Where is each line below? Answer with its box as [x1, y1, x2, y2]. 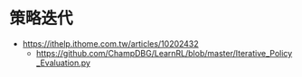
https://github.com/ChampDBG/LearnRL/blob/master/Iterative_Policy [35, 47, 293, 58]
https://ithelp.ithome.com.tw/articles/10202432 [22, 38, 199, 49]
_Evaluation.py [35, 57, 90, 68]
